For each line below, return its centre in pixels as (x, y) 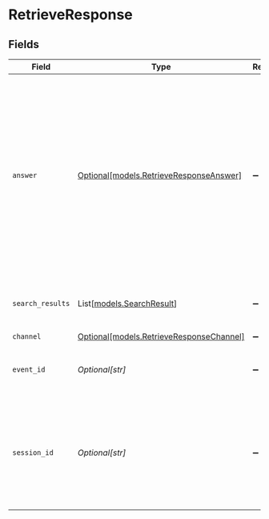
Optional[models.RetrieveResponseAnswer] (160, 175)
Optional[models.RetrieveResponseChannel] (161, 336)
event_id (29, 370)
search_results (41, 303)
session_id (33, 453)
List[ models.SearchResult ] (127, 304)
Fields (24, 44)
